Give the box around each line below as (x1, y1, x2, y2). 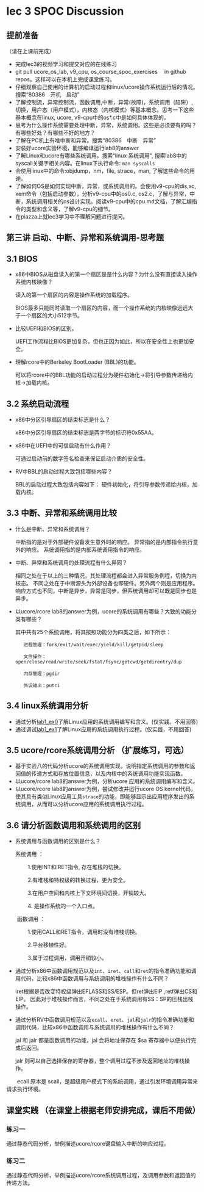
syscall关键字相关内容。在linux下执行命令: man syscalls (15, 160, 155, 167)
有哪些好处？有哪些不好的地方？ (15, 129, 96, 136)
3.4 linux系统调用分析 (6, 701, 89, 711)
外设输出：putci (23, 682, 60, 688)
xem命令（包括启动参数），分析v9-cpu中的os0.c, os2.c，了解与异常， (15, 190, 190, 197)
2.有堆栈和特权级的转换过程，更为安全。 (27, 876, 129, 884)
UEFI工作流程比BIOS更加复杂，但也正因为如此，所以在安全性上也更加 (15, 338, 189, 345)
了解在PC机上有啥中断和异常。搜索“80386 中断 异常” (15, 137, 157, 144)
